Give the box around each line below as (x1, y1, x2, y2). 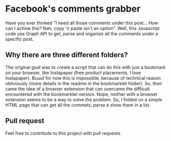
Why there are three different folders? (5, 51, 128, 59)
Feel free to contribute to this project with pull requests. (5, 130, 122, 136)
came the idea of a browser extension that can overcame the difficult (5, 86, 150, 92)
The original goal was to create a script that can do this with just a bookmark (5, 64, 166, 70)
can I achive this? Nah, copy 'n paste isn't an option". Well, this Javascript (5, 25, 160, 31)
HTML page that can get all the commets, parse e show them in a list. (5, 102, 151, 108)
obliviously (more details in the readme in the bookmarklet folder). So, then (5, 80, 162, 86)
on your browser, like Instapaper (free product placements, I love (5, 69, 141, 76)
